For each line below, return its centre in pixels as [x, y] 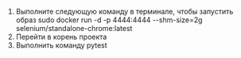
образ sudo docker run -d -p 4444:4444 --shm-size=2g [109, 20]
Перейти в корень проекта [61, 37]
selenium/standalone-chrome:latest [74, 28]
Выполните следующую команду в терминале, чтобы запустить [124, 12]
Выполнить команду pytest [61, 45]
